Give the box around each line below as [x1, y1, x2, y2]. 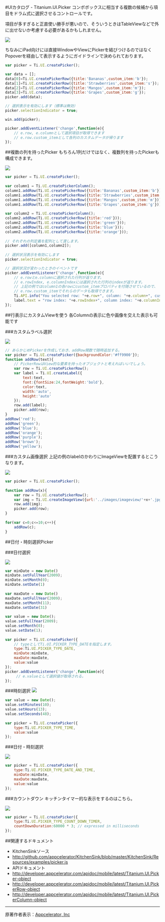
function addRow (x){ [5, 488, 48, 493]
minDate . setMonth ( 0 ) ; [5, 577, 50, 583]
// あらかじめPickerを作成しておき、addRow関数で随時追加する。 [5, 348, 122, 353]
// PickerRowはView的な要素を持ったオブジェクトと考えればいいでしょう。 [14, 361, 148, 366]
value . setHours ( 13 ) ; [5, 707, 48, 712]
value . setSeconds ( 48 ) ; [5, 711, 52, 716]
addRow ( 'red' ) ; [5, 416, 36, 422]
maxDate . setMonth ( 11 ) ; [5, 601, 52, 605]
